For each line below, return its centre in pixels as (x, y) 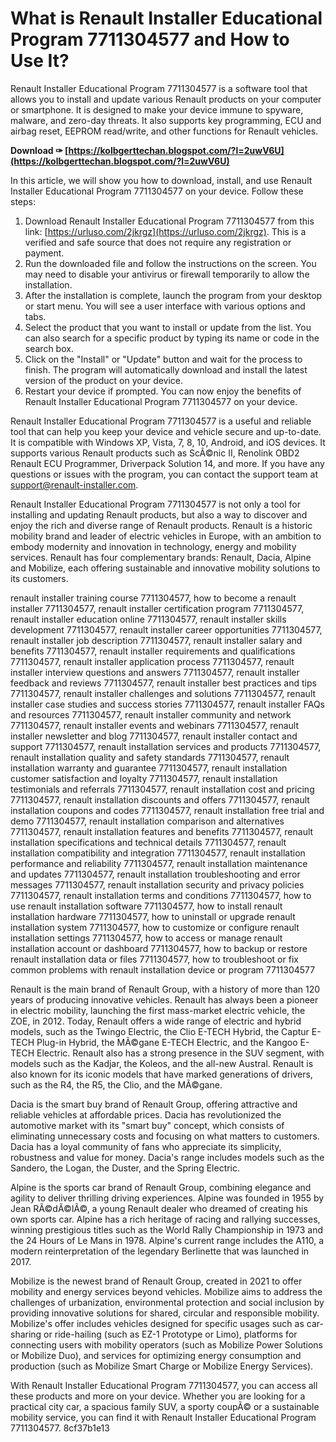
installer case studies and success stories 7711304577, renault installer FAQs (167, 704)
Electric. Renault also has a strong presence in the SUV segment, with (180, 1053)
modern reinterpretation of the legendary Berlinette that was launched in (160, 1251)
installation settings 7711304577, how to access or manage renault (146, 938)
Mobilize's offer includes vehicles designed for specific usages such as (157, 1323)
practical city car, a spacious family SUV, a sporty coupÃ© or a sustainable (165, 1406)
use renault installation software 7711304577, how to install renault (146, 906)
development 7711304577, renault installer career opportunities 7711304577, (166, 629)
